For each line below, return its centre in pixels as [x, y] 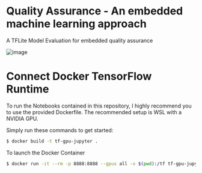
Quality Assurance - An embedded [95, 11]
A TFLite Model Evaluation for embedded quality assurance [80, 40]
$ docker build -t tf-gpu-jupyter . [52, 141]
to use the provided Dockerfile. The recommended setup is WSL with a [94, 112]
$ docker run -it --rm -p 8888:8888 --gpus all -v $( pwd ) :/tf [86, 163]
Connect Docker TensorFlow [79, 77]
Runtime [28, 89]
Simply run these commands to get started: [60, 130]
